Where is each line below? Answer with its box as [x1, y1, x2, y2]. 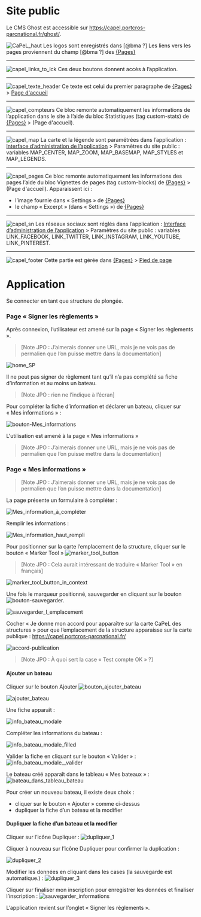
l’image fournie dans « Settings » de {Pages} [14, 196, 126, 204]
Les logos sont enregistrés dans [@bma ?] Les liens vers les [42, 42, 191, 49]
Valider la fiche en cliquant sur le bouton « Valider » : [6, 753, 136, 760]
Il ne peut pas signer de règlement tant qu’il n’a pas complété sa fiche [6, 373, 178, 380]
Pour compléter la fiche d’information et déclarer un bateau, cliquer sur [6, 403, 181, 410]
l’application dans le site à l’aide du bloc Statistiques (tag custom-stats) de [6, 112, 190, 120]
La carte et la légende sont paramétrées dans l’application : [40, 136, 187, 143]
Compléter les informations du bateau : [6, 729, 103, 736]
